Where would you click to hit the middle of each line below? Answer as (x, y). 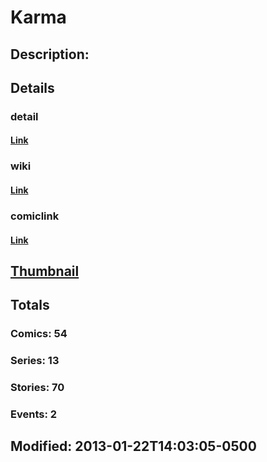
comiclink (35, 216)
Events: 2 (34, 414)
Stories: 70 (37, 388)
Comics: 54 (39, 334)
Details (32, 87)
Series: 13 (35, 361)
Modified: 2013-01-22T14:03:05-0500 (133, 446)
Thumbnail (45, 271)
